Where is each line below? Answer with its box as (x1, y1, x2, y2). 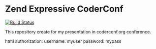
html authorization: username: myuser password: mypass (5, 38, 122, 44)
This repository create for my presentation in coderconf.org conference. (5, 29, 151, 34)
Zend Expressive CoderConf (5, 3, 124, 15)
